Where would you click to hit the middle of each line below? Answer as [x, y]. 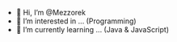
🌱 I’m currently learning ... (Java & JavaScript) [93, 29]
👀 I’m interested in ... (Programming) [76, 21]
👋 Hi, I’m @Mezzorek [51, 13]
